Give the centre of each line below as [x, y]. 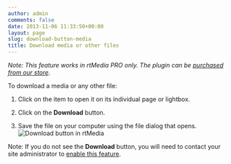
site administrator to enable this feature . [64, 154]
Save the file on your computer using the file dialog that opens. [107, 126]
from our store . [29, 72]
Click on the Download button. [61, 112]
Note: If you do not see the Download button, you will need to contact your [114, 146]
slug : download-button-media [50, 39]
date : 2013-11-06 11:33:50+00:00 [56, 26]
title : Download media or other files [63, 45]
